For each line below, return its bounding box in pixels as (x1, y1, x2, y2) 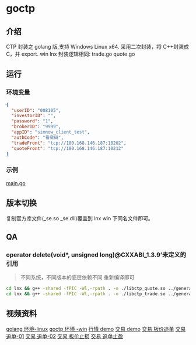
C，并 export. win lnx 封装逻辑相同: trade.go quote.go (6, 50, 135, 57)
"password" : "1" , (11, 118, 54, 124)
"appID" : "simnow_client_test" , (11, 129, 90, 135)
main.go (6, 179, 26, 186)
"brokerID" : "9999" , (11, 124, 61, 130)
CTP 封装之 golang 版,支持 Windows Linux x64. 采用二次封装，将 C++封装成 (6, 43, 190, 50)
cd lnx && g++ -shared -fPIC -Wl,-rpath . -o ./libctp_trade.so (6, 291, 166, 297)
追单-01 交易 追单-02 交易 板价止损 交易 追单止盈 (6, 333, 124, 340)
